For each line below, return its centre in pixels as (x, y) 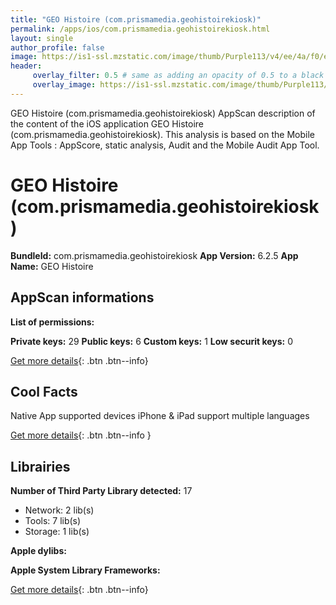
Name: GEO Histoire (52, 266)
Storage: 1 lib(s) (57, 532)
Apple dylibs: (38, 551)
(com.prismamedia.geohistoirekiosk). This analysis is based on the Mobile (162, 134)
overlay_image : (64, 85)
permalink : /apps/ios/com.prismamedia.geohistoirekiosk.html (140, 29)
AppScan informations (82, 297)
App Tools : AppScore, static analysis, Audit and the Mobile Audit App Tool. (165, 145)
